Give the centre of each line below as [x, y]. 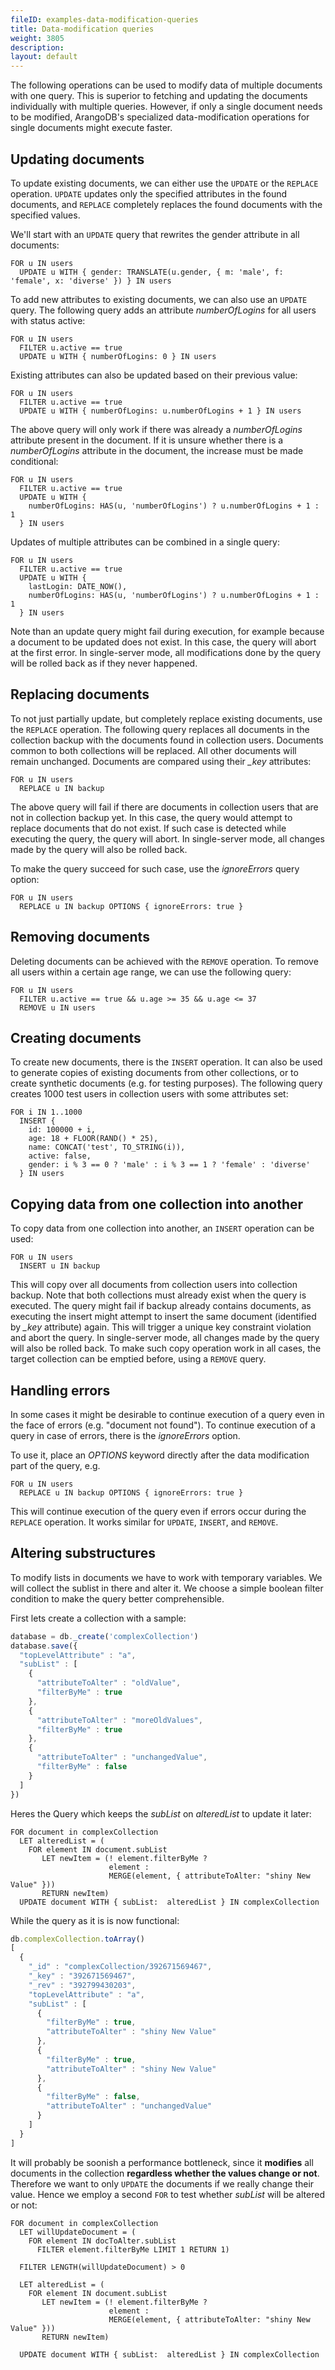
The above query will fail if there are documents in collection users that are [164, 807]
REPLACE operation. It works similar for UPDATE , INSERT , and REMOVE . [144, 1522]
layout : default [44, 57]
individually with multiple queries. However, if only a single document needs [166, 107]
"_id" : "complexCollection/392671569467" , [120, 1967]
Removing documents [80, 937]
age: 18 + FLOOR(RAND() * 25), [93, 1139]
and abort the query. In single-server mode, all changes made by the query [165, 1338]
